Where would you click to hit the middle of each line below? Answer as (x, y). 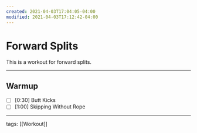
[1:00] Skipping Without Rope (50, 107)
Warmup (22, 86)
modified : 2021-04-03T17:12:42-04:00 (52, 17)
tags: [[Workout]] (27, 124)
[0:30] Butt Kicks (35, 100)
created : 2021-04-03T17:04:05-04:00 (51, 11)
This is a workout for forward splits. (49, 62)
